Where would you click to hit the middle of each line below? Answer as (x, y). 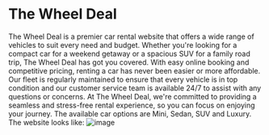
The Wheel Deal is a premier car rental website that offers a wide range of (131, 36)
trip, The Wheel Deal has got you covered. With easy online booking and (129, 62)
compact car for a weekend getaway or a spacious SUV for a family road (129, 53)
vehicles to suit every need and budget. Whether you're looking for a (123, 44)
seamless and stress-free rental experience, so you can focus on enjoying (132, 105)
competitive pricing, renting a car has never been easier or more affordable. (134, 70)
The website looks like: (46, 122)
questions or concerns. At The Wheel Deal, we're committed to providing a (132, 96)
